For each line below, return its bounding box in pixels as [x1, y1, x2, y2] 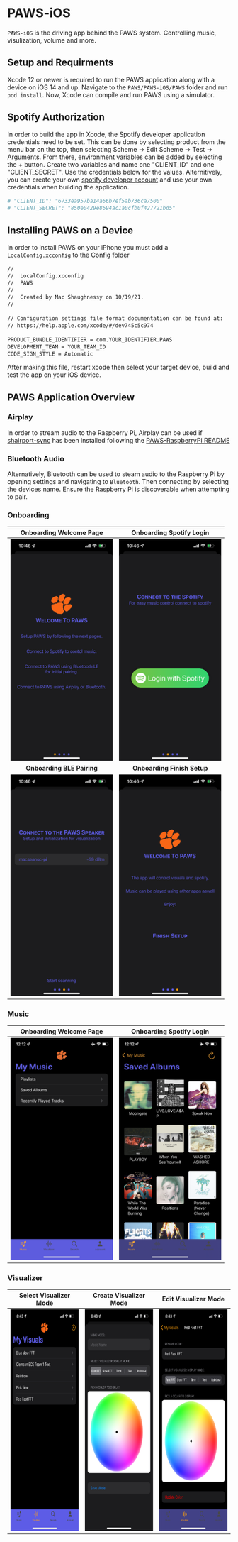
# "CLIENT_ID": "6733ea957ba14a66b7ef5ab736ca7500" [7, 197, 163, 204]
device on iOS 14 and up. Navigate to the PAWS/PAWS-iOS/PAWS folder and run [7, 83, 228, 92]
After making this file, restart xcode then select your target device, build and [7, 363, 230, 372]
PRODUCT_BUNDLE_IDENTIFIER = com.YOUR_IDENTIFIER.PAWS [7, 336, 173, 343]
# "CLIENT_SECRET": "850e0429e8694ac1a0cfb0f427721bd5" [7, 204, 176, 212]
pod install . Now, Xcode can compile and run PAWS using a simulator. [7, 90, 215, 99]
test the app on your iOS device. [7, 370, 101, 379]
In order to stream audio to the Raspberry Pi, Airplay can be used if [7, 428, 203, 437]
